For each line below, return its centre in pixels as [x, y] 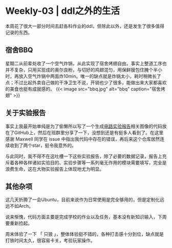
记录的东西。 [19, 32]
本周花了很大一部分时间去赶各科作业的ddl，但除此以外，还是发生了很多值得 [85, 26]
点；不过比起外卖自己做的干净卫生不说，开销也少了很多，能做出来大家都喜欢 [86, 82]
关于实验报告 [26, 113]
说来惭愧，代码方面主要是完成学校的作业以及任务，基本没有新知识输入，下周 [86, 217]
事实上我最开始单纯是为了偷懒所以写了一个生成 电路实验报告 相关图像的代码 [84, 126]
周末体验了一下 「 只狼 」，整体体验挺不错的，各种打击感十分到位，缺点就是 [84, 234]
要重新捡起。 [19, 224]
